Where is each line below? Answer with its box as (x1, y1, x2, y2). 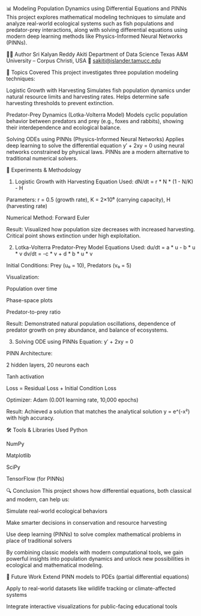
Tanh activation (6, 373, 44, 380)
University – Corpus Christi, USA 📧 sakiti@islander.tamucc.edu (6, 57, 161, 64)
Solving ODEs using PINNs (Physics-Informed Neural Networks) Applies (6, 136, 184, 142)
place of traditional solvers (6, 537, 72, 544)
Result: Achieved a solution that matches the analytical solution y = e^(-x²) (6, 408, 190, 415)
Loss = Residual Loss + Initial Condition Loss (6, 385, 117, 392)
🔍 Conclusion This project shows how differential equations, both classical (6, 487, 192, 494)
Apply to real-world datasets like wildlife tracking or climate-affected (6, 585, 176, 592)
